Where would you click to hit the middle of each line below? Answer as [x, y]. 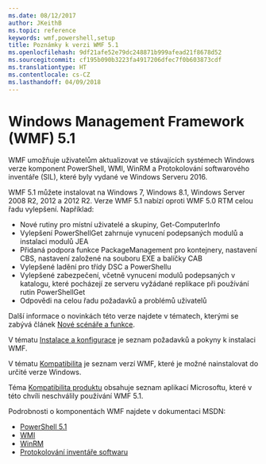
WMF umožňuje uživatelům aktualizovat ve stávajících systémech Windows [131, 160]
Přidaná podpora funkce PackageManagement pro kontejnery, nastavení [138, 250]
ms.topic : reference [42, 30]
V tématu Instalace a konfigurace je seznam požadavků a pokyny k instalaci [132, 340]
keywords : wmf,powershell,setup [62, 38]
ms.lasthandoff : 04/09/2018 [55, 82]
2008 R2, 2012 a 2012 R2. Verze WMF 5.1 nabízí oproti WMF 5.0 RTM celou [131, 201]
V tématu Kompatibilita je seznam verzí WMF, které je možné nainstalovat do [133, 364]
